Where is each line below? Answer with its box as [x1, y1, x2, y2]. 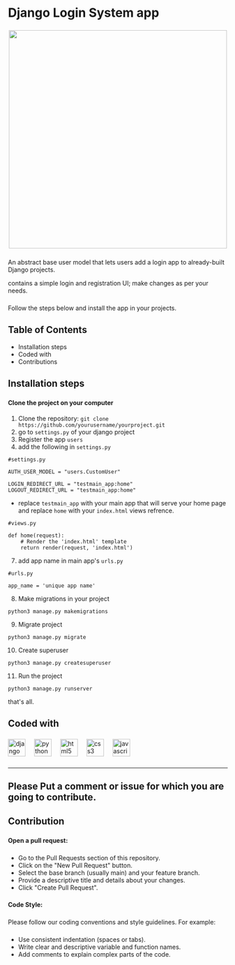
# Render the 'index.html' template [20, 538, 128, 545]
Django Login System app [8, 5, 160, 21]
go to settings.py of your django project [17, 427, 135, 436]
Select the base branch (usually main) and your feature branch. [17, 868, 200, 877]
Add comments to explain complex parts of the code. [17, 950, 171, 959]
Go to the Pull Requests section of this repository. [17, 853, 161, 862]
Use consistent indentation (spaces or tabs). [17, 936, 146, 944]
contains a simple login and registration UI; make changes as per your [8, 279, 209, 288]
